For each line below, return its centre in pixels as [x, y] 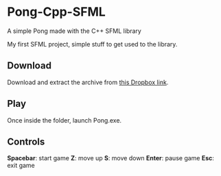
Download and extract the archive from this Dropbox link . [88, 82]
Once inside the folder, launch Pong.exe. [65, 120]
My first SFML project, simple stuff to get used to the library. [92, 44]
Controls [26, 141]
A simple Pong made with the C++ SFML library [74, 31]
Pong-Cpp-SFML [57, 12]
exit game [21, 166]
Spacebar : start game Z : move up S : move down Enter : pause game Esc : [111, 158]
